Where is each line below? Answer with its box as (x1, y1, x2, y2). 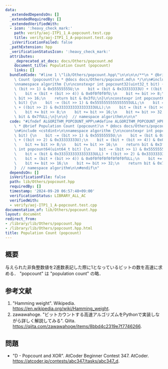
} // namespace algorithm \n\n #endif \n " (14, 165, 99, 170)
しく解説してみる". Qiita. (25, 318, 76, 324)
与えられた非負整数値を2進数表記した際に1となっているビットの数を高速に (5, 264, 158, 270)
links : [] (14, 68, 35, 73)
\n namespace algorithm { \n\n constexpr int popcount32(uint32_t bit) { (14, 81, 164, 86)
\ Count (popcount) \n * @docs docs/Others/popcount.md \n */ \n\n (14, 77, 151, 82)
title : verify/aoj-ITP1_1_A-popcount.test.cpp (14, 35, 113, 40)
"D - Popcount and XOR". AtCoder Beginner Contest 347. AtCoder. (12, 353, 149, 359)
